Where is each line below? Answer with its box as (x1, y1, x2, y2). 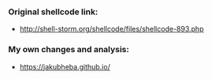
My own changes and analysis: (8, 44, 130, 55)
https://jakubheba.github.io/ (19, 62, 110, 71)
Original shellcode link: (8, 6, 99, 17)
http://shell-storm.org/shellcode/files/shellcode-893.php (19, 24, 204, 34)
